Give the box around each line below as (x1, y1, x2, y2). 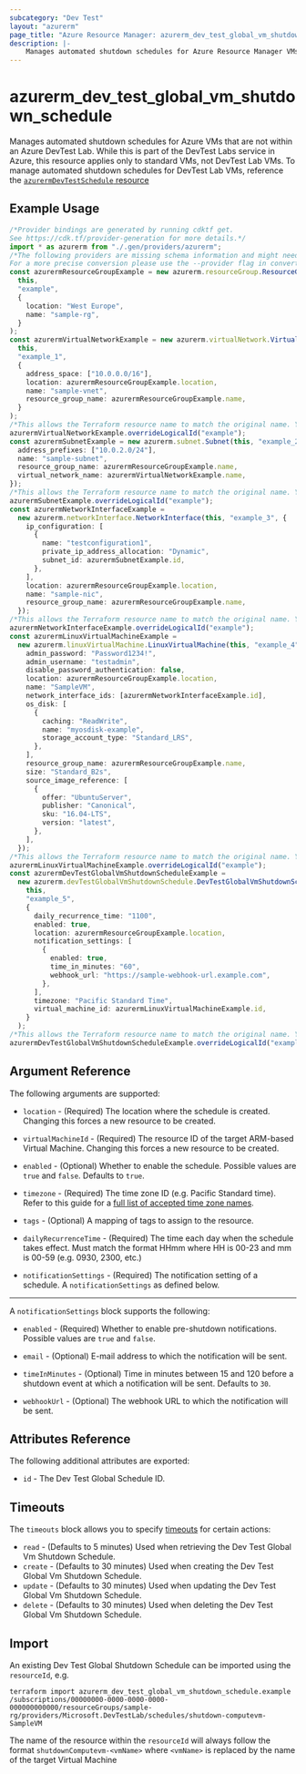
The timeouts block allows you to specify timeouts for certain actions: (9, 1523, 271, 1535)
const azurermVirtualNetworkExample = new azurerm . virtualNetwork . (9, 335, 271, 344)
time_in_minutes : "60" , (49, 962, 141, 971)
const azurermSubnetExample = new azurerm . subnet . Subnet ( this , (9, 436, 255, 446)
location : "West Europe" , (25, 302, 125, 311)
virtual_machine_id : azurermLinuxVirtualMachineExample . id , (33, 1004, 267, 1014)
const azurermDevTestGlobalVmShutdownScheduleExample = (9, 869, 226, 878)
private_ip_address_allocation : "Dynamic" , (42, 548, 209, 557)
